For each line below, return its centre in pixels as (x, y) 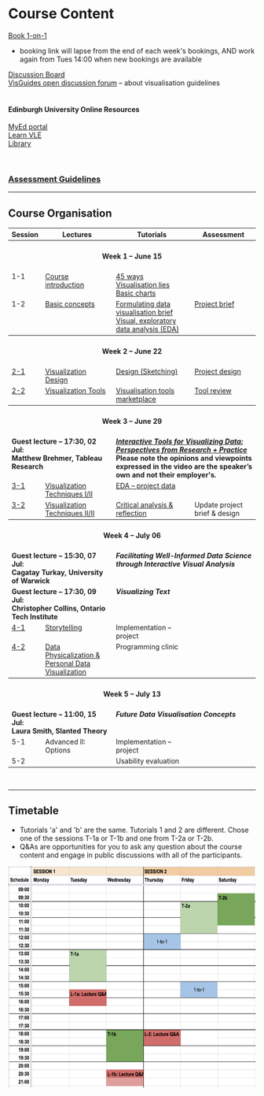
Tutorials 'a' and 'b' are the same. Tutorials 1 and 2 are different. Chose (134, 830)
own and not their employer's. (166, 474)
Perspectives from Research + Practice (181, 449)
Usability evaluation (147, 761)
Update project (219, 505)
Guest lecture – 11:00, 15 (54, 714)
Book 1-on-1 (27, 35)
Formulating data (143, 304)
